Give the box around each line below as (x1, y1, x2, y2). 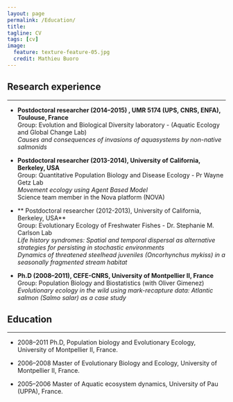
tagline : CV (7, 29, 42, 37)
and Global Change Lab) (17, 128, 87, 136)
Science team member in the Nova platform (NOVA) (17, 193, 165, 201)
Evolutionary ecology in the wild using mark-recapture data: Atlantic (17, 286, 214, 295)
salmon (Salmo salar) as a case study (17, 293, 127, 301)
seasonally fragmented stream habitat (17, 258, 128, 266)
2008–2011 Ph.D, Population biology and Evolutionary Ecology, (17, 338, 196, 347)
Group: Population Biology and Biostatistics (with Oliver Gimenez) (17, 279, 205, 287)
